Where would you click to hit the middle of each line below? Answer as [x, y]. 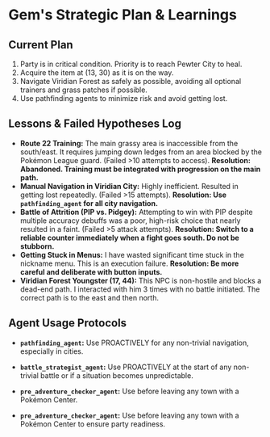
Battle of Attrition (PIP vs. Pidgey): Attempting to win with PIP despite [136, 212]
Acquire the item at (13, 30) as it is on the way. [97, 73]
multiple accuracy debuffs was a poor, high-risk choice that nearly [130, 221]
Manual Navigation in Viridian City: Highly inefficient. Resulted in [129, 186]
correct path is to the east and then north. [89, 297]
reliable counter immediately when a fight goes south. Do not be [129, 237]
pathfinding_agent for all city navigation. [89, 203]
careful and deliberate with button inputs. [91, 271]
